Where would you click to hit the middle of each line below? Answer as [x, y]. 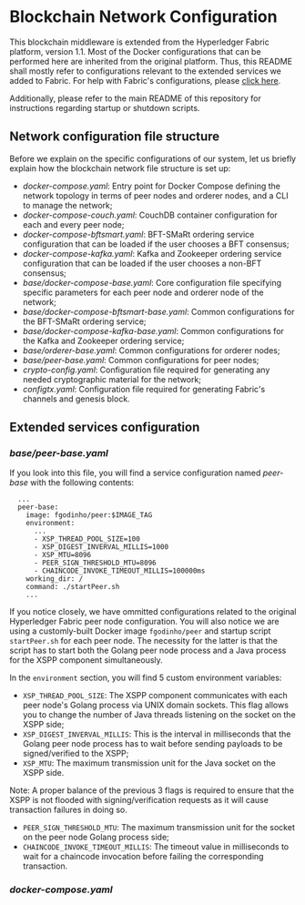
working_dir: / [55, 579]
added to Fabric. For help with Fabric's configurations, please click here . [145, 80]
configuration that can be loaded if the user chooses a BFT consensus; [156, 244]
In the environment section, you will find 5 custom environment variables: [146, 678]
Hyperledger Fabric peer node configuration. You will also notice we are [144, 622]
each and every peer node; [73, 224]
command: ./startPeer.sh [73, 587]
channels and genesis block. [76, 399]
